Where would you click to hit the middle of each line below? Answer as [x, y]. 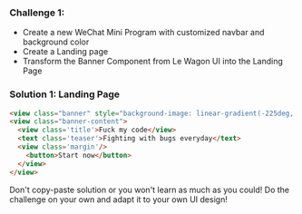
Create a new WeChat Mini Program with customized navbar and [143, 33]
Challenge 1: [37, 13]
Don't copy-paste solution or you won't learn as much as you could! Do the [150, 190]
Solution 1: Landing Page [65, 94]
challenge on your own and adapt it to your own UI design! [119, 199]
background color [56, 42]
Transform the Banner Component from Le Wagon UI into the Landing [153, 62]
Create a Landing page [65, 52]
